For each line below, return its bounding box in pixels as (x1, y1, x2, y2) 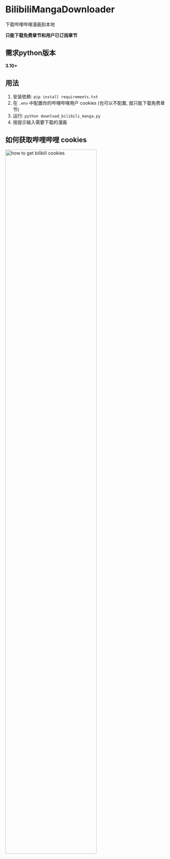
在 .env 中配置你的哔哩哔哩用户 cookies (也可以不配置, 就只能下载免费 (12, 100, 161, 106)
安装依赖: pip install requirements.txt (12, 93, 99, 100)
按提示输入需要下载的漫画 (12, 119, 67, 125)
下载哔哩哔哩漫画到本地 (5, 21, 55, 27)
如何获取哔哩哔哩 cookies (5, 135, 87, 144)
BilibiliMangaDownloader (5, 4, 115, 15)
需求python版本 (5, 49, 56, 58)
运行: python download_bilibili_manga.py (12, 112, 101, 119)
